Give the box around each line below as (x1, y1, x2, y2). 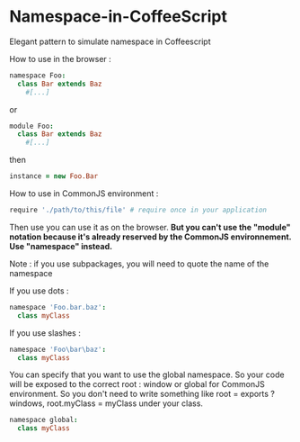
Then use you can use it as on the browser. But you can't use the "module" (9, 221, 291, 232)
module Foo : (9, 122, 54, 131)
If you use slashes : (9, 327, 81, 338)
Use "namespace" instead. (9, 240, 113, 251)
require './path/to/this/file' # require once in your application (9, 205, 268, 215)
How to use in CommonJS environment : (9, 188, 159, 199)
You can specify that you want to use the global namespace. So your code (9, 369, 285, 380)
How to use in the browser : (9, 53, 112, 64)
